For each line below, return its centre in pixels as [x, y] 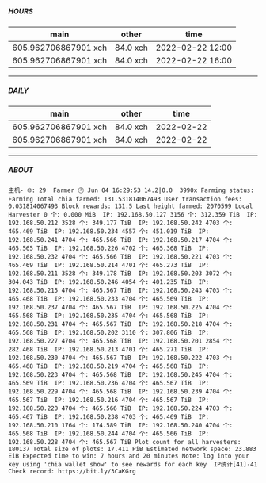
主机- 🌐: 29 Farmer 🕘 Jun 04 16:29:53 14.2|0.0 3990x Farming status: [131, 190]
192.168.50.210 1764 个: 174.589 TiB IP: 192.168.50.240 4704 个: [121, 425]
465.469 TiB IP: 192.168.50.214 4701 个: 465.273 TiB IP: [109, 265]
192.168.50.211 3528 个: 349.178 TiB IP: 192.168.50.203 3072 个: [121, 274]
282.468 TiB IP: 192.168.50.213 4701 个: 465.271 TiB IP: [109, 349]
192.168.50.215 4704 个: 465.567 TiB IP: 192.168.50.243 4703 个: [121, 290]
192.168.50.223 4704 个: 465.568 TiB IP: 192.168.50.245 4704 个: [121, 374]
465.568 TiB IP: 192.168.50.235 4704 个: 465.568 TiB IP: [109, 316]
